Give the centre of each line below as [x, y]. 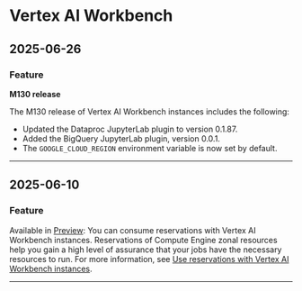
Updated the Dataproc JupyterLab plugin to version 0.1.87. [130, 129]
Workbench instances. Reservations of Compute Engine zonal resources [143, 240]
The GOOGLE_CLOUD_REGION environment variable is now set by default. [150, 148]
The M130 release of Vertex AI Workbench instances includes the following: [150, 111]
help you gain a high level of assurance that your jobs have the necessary [146, 250]
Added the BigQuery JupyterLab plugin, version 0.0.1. [121, 138]
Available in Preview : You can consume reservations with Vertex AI [133, 230]
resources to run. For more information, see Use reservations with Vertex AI [149, 259]
